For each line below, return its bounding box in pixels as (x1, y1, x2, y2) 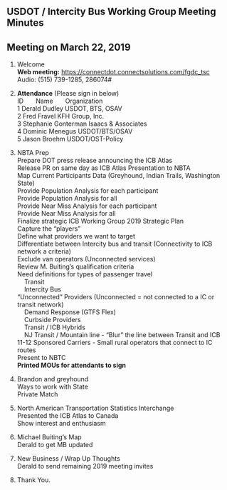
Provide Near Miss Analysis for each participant (16, 201, 157, 210)
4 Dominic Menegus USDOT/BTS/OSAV (16, 127, 133, 136)
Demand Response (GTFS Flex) (23, 308, 117, 316)
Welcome (16, 60, 46, 69)
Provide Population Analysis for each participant (16, 186, 159, 195)
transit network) (16, 300, 65, 309)
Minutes (6, 17, 44, 29)
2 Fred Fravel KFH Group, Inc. (16, 112, 105, 121)
